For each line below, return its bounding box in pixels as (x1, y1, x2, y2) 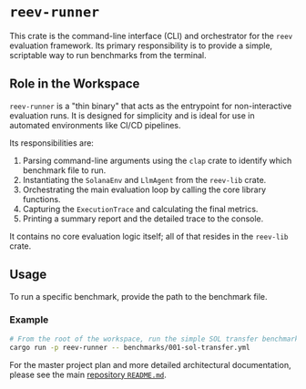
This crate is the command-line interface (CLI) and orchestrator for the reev (9, 30, 293, 41)
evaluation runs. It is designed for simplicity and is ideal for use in (9, 109, 255, 121)
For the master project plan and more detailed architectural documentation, (9, 359, 291, 370)
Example (9, 313, 49, 326)
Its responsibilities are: (9, 137, 94, 148)
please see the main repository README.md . (9, 369, 167, 380)
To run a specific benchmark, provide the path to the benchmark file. (9, 291, 268, 302)
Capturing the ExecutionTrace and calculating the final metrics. (22, 203, 259, 214)
